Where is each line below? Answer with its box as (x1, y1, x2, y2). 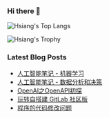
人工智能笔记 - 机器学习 (17, 69, 85, 77)
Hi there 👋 (7, 6, 41, 16)
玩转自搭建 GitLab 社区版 (17, 95, 88, 103)
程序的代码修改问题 (17, 104, 72, 112)
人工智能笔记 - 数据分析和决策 (17, 77, 103, 86)
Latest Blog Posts (7, 52, 67, 62)
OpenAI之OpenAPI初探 (17, 86, 82, 95)
